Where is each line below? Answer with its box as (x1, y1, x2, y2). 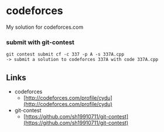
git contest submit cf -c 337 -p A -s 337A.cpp (6, 52, 125, 57)
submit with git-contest (6, 38, 75, 46)
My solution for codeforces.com (6, 23, 84, 31)
